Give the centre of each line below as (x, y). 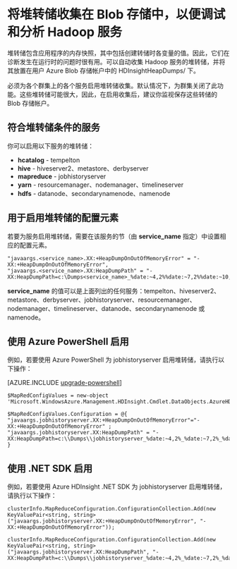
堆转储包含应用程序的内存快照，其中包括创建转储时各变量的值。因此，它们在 (119, 53)
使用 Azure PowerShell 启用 (68, 342)
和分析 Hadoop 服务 (65, 32)
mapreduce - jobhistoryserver (62, 176)
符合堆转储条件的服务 (54, 128)
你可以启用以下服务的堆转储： (50, 146)
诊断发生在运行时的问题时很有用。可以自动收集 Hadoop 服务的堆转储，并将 (116, 61)
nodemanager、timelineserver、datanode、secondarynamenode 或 (106, 308)
